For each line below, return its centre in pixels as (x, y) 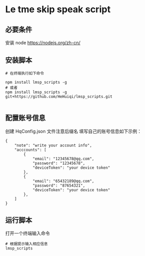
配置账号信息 (25, 118)
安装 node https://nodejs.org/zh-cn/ (43, 43)
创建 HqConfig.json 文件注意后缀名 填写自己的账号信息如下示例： (74, 131)
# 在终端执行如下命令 (25, 73)
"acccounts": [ (31, 150)
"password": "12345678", (59, 163)
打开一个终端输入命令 (27, 234)
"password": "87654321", (59, 185)
